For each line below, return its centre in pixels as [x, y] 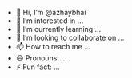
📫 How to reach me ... [53, 47]
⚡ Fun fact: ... [38, 67]
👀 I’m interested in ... [50, 21]
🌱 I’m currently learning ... [58, 29]
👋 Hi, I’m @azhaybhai [51, 12]
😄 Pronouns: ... [42, 58]
